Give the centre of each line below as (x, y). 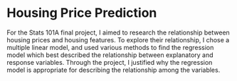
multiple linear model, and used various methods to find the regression (110, 47)
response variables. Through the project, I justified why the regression (110, 62)
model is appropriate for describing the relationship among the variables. (114, 70)
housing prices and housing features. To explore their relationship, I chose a (118, 39)
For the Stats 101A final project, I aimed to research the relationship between (118, 32)
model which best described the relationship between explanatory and (110, 55)
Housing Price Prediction (82, 13)
